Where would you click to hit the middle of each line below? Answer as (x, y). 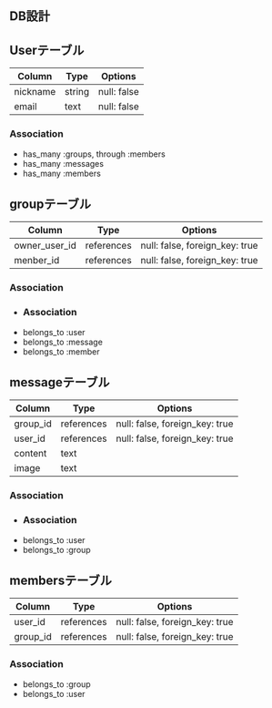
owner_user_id (45, 246)
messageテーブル (60, 382)
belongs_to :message (62, 342)
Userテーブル (47, 50)
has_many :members (62, 173)
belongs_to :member (61, 351)
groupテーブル (50, 204)
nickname (35, 92)
